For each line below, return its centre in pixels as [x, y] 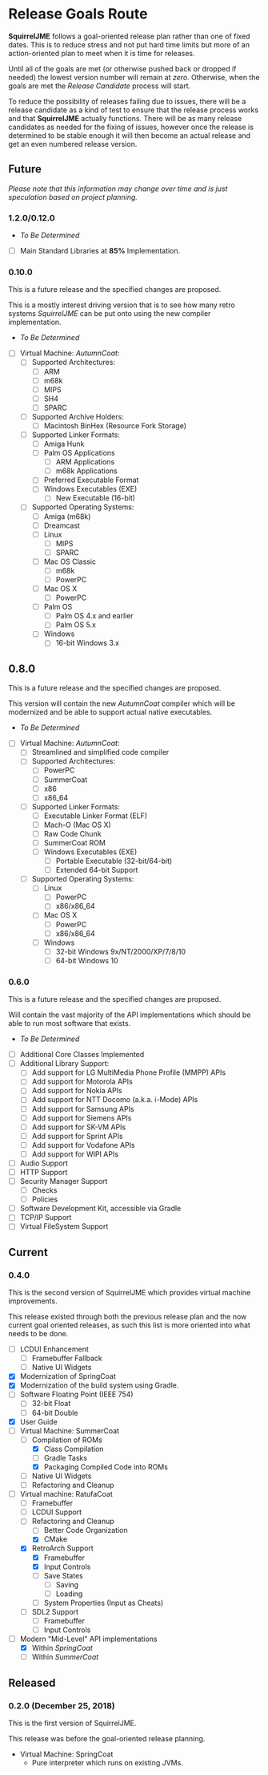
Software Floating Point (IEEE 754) [76, 1394]
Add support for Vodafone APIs [83, 1145]
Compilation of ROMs [67, 1440]
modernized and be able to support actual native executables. [110, 712]
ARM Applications [85, 462]
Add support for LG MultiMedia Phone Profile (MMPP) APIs [129, 1072]
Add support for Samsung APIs [83, 1108]
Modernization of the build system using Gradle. [99, 1385]
